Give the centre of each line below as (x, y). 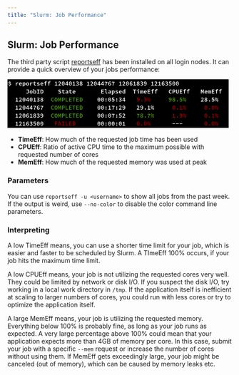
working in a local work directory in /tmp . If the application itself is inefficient (119, 289)
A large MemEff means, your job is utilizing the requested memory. (105, 319)
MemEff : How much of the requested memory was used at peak (112, 162)
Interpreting (29, 230)
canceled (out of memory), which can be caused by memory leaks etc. (111, 364)
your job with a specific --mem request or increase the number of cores (111, 349)
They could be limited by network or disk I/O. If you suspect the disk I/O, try (118, 282)
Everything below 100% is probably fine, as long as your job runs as (107, 326)
